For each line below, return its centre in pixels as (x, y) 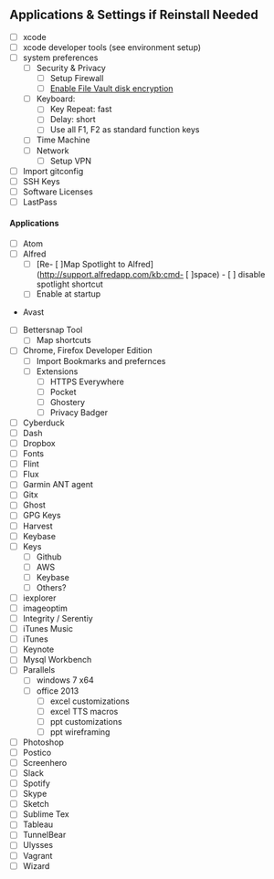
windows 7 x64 (65, 680)
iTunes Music (47, 629)
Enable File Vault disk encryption (111, 89)
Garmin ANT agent (58, 485)
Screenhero (45, 762)
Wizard (36, 865)
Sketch (36, 804)
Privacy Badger (79, 412)
